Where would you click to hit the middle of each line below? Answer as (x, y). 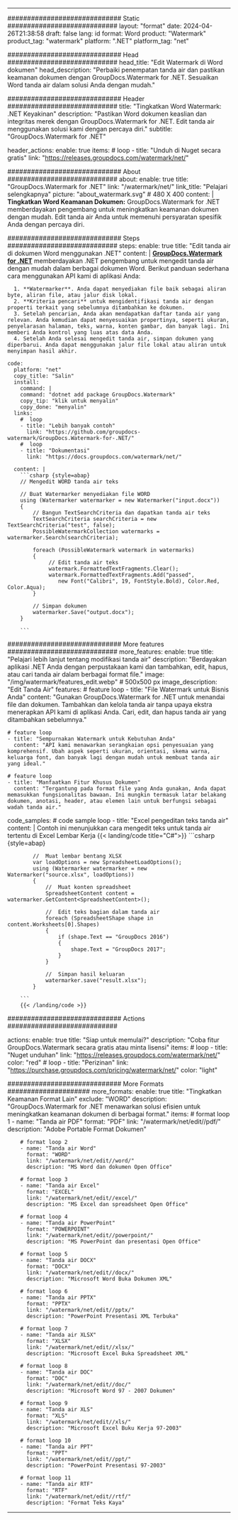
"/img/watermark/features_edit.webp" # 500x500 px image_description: (112, 682)
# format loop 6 (44, 1291)
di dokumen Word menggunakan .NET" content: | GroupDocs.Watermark (115, 253)
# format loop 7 (44, 1329)
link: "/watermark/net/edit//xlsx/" (80, 1347)
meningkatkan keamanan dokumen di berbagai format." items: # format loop (119, 1114)
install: (27, 382)
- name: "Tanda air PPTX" (58, 1298)
